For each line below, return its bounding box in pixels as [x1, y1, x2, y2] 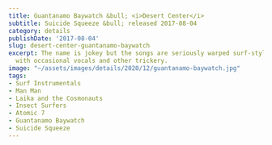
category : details [8, 27, 70, 35]
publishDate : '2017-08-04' [8, 34, 100, 43]
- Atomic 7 [8, 110, 45, 118]
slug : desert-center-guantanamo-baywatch [8, 42, 151, 50]
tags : [8, 72, 27, 80]
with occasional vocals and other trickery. [15, 57, 168, 65]
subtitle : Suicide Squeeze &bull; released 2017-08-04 [8, 19, 198, 27]
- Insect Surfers [8, 101, 67, 110]
